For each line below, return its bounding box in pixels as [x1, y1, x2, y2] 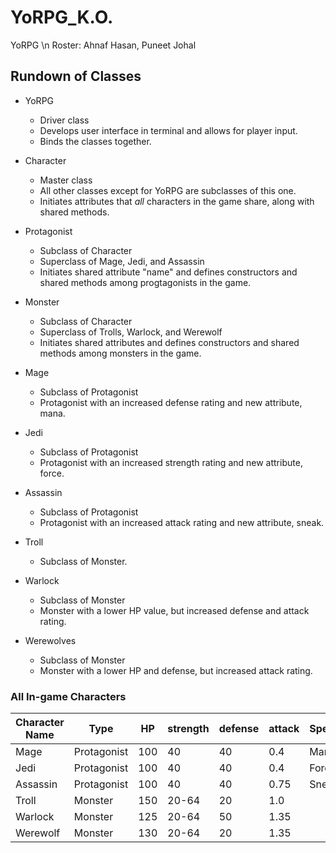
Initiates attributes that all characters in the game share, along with [39, 195, 315, 207]
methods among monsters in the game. [39, 347, 202, 359]
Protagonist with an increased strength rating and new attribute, [39, 456, 303, 468]
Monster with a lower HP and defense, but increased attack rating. [39, 664, 313, 676]
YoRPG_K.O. [10, 6, 114, 29]
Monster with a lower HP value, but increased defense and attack [39, 604, 310, 616]
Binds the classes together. [39, 135, 152, 147]
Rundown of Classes [10, 68, 142, 85]
